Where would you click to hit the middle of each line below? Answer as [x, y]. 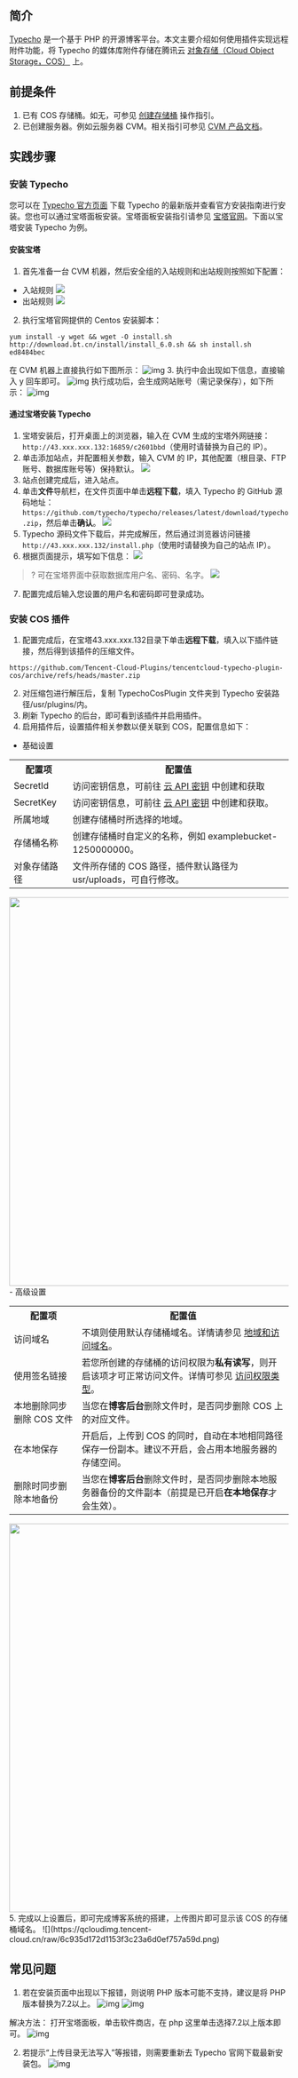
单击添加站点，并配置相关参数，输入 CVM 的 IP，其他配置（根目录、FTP [154, 458]
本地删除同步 [41, 1406]
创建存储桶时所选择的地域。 [130, 820]
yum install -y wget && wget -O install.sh [91, 337]
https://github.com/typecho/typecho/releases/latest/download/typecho [155, 513]
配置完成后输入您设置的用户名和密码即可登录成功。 [115, 593]
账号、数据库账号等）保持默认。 [80, 468]
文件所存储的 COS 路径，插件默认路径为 [155, 866]
